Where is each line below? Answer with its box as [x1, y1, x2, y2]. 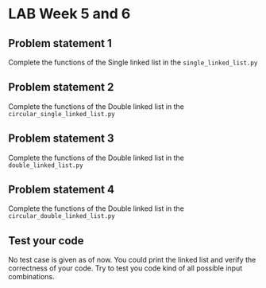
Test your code [8, 234, 85, 247]
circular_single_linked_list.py [8, 110, 115, 118]
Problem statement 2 [8, 80, 114, 94]
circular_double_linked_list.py [8, 212, 115, 220]
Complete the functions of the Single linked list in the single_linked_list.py [8, 57, 258, 67]
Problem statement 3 [8, 132, 114, 146]
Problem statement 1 [8, 37, 113, 50]
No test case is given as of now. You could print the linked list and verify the [8, 255, 256, 265]
